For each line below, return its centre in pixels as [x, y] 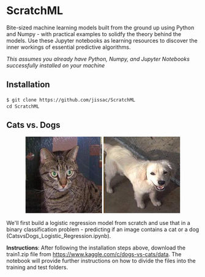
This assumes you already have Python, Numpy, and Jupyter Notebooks [98, 59]
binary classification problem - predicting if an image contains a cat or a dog [103, 229]
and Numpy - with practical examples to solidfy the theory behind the [94, 34]
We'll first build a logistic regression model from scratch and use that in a [99, 223]
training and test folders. [37, 267]
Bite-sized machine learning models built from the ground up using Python [100, 28]
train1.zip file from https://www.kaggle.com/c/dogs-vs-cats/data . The [94, 254]
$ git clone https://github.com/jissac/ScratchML [71, 100]
